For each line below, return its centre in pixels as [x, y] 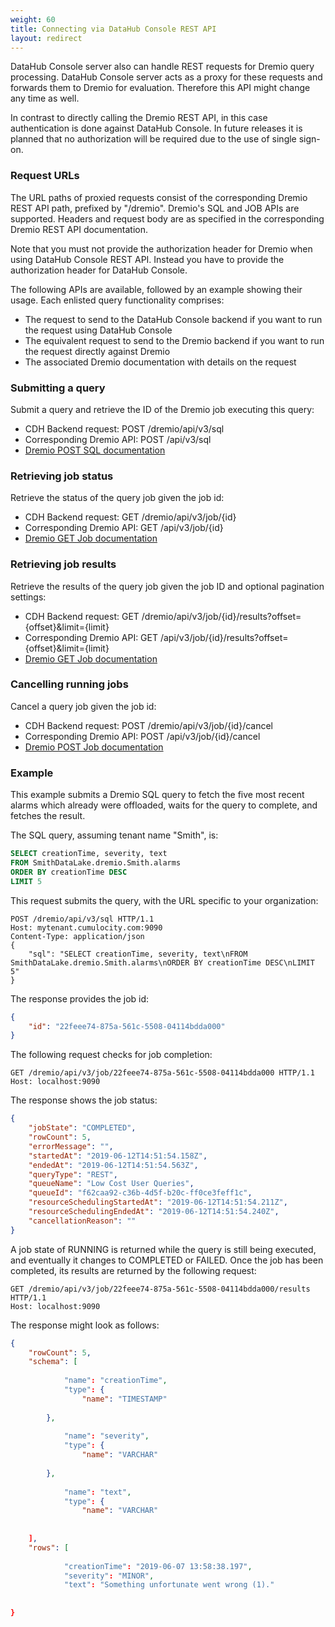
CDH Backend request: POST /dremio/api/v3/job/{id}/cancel [148, 725]
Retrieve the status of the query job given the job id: [117, 498]
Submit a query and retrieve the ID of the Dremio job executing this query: [162, 409]
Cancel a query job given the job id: [83, 706]
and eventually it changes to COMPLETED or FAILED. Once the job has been [167, 1260]
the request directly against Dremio [97, 351]
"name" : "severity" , [106, 1436]
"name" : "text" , [97, 1492]
